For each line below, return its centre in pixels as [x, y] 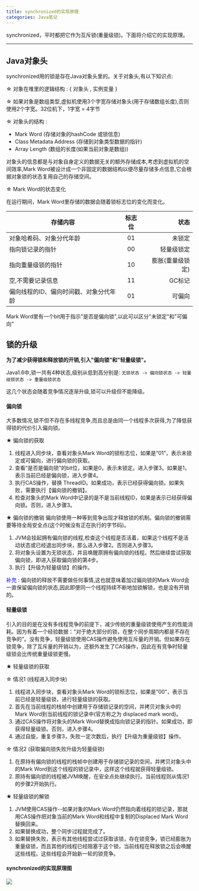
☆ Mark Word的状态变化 [36, 189]
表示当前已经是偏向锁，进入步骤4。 [58, 475]
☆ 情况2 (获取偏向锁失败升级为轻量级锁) [55, 748]
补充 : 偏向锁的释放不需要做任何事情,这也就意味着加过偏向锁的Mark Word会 [98, 580]
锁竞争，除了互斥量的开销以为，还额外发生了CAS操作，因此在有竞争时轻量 [97, 646]
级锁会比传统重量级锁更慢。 [40, 653]
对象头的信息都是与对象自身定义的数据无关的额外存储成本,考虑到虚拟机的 [95, 162]
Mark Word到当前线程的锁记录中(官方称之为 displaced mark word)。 [98, 714]
